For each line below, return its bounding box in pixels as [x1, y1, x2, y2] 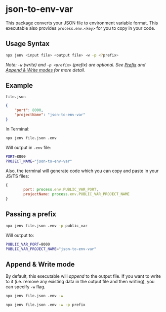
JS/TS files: [5, 173, 29, 179]
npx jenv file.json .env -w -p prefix [5, 303, 85, 308]
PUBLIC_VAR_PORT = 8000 [5, 242, 50, 247]
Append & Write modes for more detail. [5, 67, 85, 73]
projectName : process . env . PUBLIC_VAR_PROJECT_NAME [23, 192, 130, 197]
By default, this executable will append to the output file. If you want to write [5, 273, 161, 279]
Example [5, 81, 33, 90]
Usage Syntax [5, 40, 50, 48]
